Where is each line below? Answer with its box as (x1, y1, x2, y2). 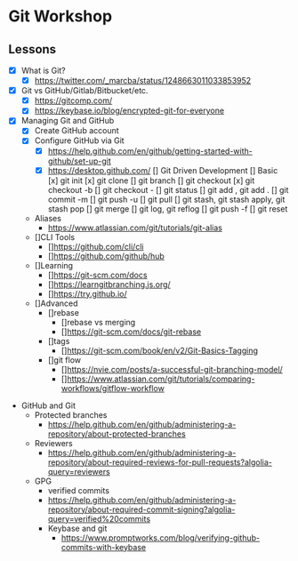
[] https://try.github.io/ (47, 288, 128, 299)
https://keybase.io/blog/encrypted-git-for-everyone (34, 105, 224, 116)
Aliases (34, 212, 61, 223)
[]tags (47, 335, 70, 346)
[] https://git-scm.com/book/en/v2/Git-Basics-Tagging (60, 345, 259, 356)
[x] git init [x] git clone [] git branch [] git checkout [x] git (47, 175, 255, 186)
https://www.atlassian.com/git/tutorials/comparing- (67, 373, 255, 384)
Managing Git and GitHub (20, 116, 115, 126)
